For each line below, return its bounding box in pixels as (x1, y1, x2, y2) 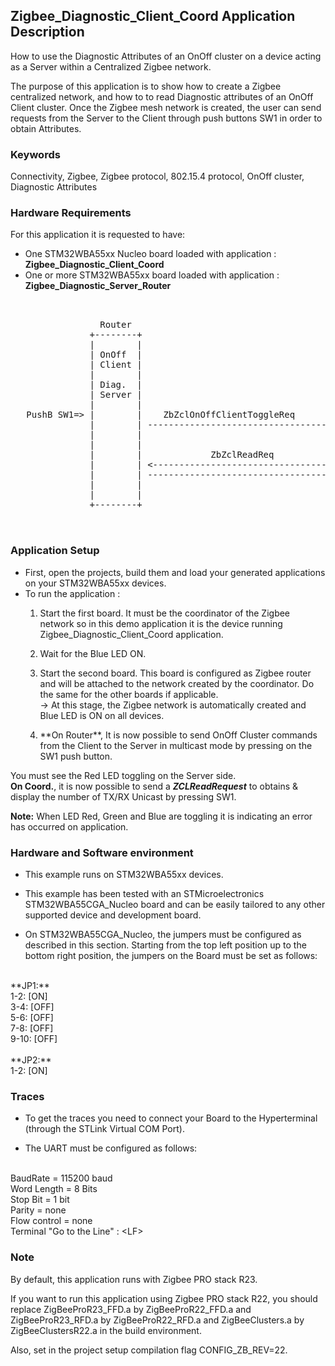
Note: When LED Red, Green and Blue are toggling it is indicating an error (10, 810, 313, 822)
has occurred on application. (10, 820, 129, 833)
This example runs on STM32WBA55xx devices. (24, 869, 224, 880)
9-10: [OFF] (10, 1033, 58, 1044)
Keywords (10, 147, 61, 161)
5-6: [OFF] (10, 1012, 54, 1023)
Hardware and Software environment (10, 845, 194, 859)
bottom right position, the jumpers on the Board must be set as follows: (24, 950, 318, 961)
